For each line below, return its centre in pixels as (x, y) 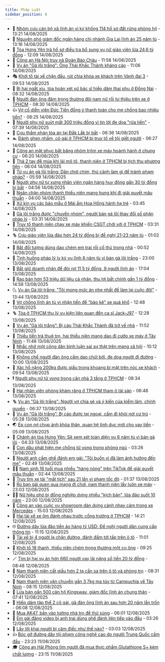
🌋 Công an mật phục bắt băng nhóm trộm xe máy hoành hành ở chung (83, 150)
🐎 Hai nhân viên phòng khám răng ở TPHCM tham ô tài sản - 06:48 (80, 390)
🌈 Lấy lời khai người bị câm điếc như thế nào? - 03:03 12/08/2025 (79, 628)
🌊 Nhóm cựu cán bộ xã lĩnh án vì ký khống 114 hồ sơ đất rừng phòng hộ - (86, 28)
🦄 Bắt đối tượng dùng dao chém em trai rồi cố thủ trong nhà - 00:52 (81, 247)
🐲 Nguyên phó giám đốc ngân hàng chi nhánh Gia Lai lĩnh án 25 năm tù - (86, 39)
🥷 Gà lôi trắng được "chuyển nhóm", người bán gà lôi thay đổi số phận (83, 214)
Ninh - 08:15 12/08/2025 (37, 586)
